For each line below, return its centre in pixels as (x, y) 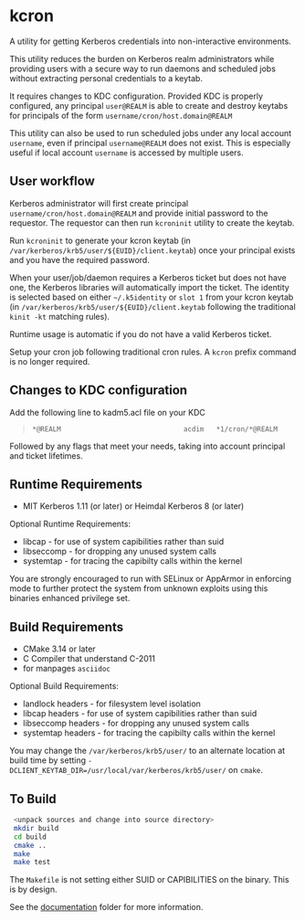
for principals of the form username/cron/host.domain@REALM (121, 115)
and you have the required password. (80, 259)
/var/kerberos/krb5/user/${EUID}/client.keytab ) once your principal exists (152, 250)
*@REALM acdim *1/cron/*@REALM (155, 429)
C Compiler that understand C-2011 (89, 659)
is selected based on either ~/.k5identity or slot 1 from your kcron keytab (152, 297)
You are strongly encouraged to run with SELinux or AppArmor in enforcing (151, 579)
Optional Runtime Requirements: (70, 524)
